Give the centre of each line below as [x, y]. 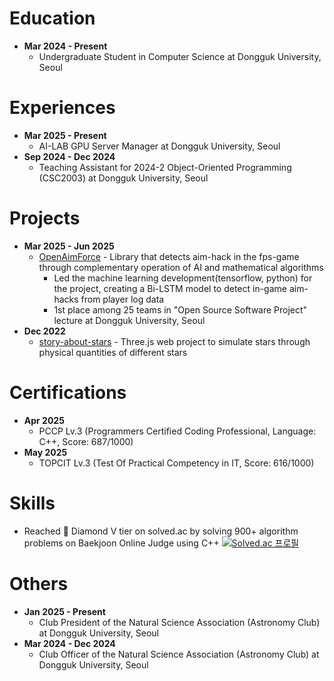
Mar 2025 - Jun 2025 [69, 246]
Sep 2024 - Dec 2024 [69, 156]
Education [52, 18]
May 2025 [45, 452]
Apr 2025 [44, 420]
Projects [45, 218]
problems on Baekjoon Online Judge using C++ [121, 543]
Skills [32, 503]
